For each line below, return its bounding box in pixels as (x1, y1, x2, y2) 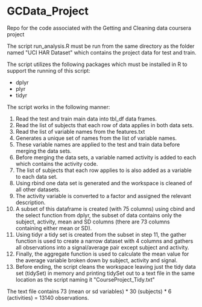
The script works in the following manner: (7, 103, 110, 110)
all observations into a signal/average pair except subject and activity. (15, 243, 189, 251)
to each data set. (15, 173, 58, 180)
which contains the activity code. (15, 160, 98, 167)
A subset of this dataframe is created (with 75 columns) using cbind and (15, 205, 195, 213)
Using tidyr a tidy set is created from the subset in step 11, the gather (15, 231, 187, 238)
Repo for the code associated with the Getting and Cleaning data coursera (7, 24, 192, 31)
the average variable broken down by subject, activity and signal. (15, 256, 178, 264)
